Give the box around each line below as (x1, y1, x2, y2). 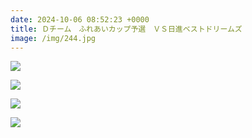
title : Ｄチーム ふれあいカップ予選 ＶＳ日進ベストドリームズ (10, 24, 243, 34)
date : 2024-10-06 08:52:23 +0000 (10, 14, 150, 25)
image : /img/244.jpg (10, 33, 97, 43)
